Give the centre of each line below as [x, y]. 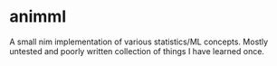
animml [38, 17]
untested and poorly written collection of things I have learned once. [137, 51]
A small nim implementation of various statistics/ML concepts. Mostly [139, 42]
